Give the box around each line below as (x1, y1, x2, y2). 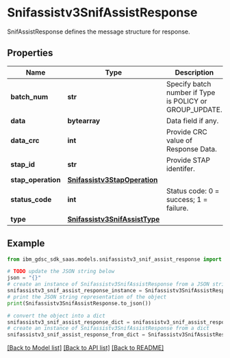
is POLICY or (166, 96, 207, 105)
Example (7, 238, 45, 249)
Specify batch (166, 79, 212, 88)
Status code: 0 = (166, 186, 220, 196)
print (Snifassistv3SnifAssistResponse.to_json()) (7, 300, 152, 307)
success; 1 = (166, 194, 208, 204)
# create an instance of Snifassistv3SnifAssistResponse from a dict (7, 325, 210, 332)
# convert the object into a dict (7, 312, 106, 319)
